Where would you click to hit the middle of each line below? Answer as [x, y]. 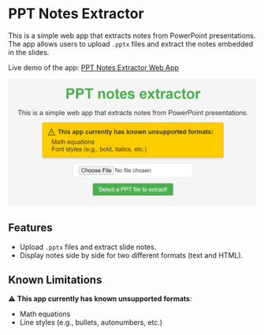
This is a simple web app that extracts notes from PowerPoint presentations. [132, 35]
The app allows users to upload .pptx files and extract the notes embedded [131, 43]
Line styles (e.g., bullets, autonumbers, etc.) [91, 322]
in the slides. [29, 52]
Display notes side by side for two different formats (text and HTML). [131, 255]
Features [30, 228]
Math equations [45, 314]
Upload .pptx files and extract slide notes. [88, 247]
